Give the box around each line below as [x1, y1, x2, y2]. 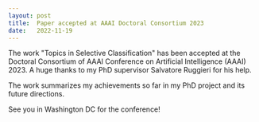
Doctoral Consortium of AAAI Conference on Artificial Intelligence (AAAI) [8, 57, 246, 66]
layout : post [8, 11, 52, 20]
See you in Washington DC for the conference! [8, 104, 160, 114]
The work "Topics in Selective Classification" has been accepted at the [8, 49, 241, 58]
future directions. [8, 89, 65, 99]
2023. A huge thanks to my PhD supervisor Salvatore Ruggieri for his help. [8, 65, 252, 75]
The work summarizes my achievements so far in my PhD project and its [8, 81, 245, 90]
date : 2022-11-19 [8, 26, 73, 34]
